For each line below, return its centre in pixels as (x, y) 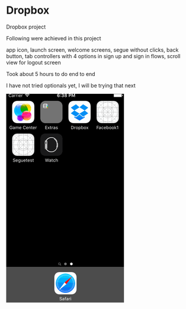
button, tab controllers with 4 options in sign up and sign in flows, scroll (93, 56)
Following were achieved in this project (54, 38)
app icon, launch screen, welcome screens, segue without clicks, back (92, 50)
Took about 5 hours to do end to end (51, 74)
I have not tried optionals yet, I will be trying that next (71, 85)
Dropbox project (26, 27)
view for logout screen (33, 62)
